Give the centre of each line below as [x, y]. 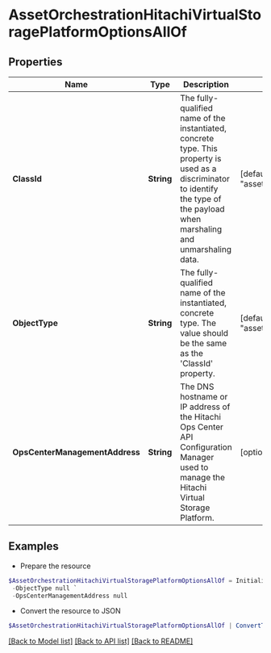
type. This [199, 149]
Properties [35, 62]
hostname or [204, 397]
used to [194, 467]
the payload [202, 209]
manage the [203, 477]
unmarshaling [206, 249]
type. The [198, 323]
